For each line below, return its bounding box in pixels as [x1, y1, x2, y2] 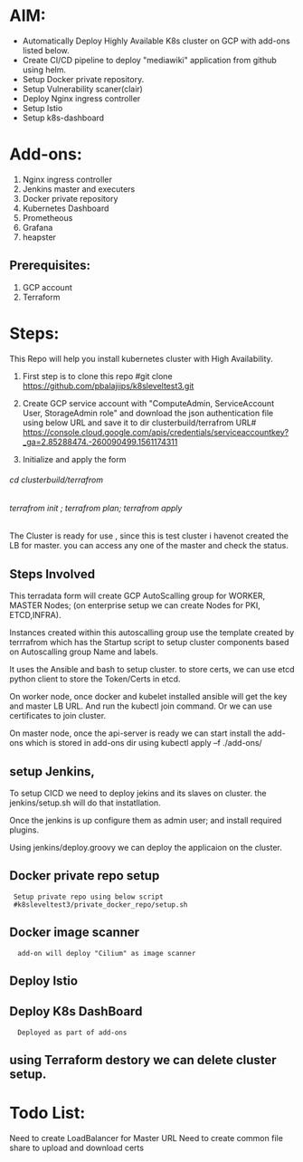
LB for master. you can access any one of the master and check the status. [9, 540, 289, 551]
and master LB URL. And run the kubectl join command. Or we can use [9, 700, 273, 711]
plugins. [9, 824, 39, 835]
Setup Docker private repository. [22, 73, 145, 84]
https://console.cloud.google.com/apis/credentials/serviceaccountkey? [22, 426, 289, 437]
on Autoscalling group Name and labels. [9, 646, 158, 657]
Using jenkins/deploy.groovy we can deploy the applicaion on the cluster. [9, 843, 283, 853]
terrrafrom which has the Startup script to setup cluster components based [9, 637, 289, 648]
